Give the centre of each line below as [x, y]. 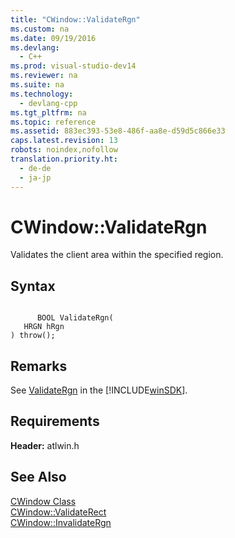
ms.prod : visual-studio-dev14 [73, 66]
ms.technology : [42, 94]
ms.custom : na [40, 29]
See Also [38, 477]
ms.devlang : [35, 47]
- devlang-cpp [48, 103]
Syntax [33, 286]
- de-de [35, 168]
